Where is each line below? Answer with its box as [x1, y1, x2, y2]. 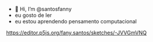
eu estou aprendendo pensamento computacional [14, 18, 137, 24]
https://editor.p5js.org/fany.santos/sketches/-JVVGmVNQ [6, 29, 147, 36]
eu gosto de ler [14, 12, 52, 19]
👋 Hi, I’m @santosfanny [14, 6, 72, 12]
